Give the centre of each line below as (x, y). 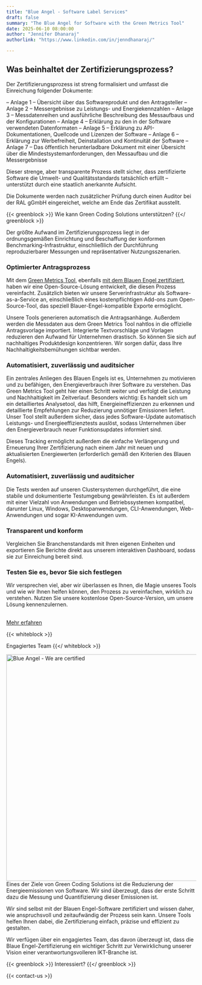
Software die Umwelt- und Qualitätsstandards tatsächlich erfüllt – (87, 178)
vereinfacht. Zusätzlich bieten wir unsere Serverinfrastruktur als (85, 293)
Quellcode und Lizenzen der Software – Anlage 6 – (116, 134)
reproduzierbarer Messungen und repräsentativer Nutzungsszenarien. (93, 252)
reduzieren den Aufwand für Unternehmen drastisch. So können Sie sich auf (101, 337)
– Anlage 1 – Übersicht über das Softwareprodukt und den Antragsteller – (97, 102)
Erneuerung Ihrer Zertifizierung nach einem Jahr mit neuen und (85, 448)
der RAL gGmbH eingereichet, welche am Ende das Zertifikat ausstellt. (94, 202)
